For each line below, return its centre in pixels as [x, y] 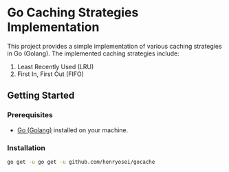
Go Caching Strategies [73, 13]
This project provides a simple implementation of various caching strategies [115, 46]
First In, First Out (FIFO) [51, 74]
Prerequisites [30, 115]
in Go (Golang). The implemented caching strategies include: [94, 53]
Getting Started [41, 96]
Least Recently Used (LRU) [55, 66]
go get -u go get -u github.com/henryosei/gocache [81, 162]
